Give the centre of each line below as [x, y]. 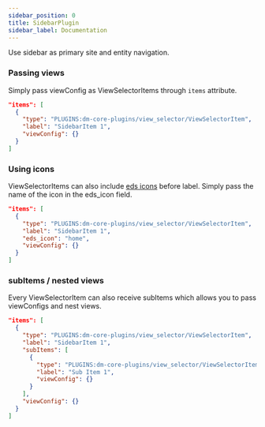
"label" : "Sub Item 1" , [75, 372]
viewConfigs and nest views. [55, 306]
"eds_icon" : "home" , [56, 238]
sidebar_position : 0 [42, 15]
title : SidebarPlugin [44, 23]
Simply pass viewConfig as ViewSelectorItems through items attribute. [123, 90]
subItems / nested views [56, 281]
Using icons [32, 169]
